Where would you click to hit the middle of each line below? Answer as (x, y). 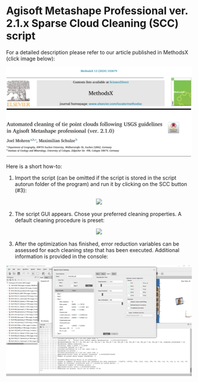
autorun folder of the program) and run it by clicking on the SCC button (101, 184)
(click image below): (31, 58)
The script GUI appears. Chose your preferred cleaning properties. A (98, 214)
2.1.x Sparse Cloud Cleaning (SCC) (93, 23)
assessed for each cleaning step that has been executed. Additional (97, 250)
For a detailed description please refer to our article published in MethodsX (97, 52)
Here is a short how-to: (34, 166)
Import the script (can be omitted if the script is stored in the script (95, 178)
